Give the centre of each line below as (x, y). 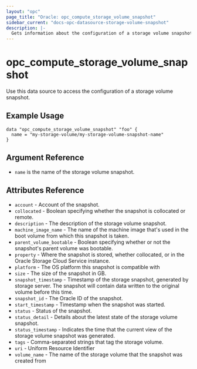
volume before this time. (44, 292)
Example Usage (35, 116)
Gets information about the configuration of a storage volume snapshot (102, 33)
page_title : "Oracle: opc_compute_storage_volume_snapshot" (81, 17)
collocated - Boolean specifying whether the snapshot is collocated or (100, 211)
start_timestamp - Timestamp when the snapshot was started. (90, 304)
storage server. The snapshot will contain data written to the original (97, 286)
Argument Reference (45, 158)
